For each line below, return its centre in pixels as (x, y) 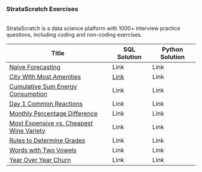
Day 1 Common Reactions (46, 104)
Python (173, 49)
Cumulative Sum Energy (43, 86)
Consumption (28, 93)
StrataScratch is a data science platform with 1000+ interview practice (93, 28)
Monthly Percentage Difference (54, 113)
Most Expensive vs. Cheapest (51, 123)
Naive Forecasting (35, 67)
